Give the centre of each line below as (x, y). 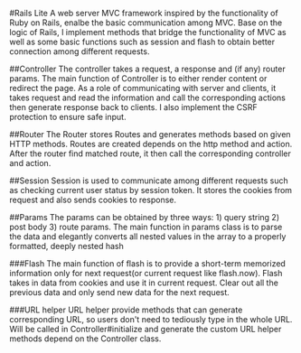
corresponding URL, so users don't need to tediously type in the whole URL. (151, 319)
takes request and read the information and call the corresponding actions (148, 98)
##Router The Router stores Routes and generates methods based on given (150, 134)
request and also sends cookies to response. (93, 200)
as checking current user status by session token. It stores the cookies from (150, 190)
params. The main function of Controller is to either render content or (138, 79)
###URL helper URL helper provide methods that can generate (126, 310)
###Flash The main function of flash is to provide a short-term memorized (148, 264)
